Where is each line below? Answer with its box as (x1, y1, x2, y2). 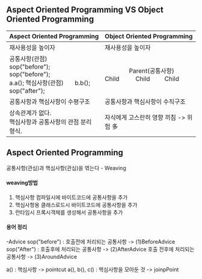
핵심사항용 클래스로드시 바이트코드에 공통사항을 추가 (14, 201, 138, 208)
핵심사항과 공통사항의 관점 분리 (9, 117, 92, 126)
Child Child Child (104, 75, 179, 83)
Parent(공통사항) (129, 66, 174, 75)
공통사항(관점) (9, 54, 47, 63)
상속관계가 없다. (9, 108, 52, 117)
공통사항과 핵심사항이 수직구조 (104, 97, 186, 106)
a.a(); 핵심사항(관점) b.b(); (9, 78, 90, 87)
